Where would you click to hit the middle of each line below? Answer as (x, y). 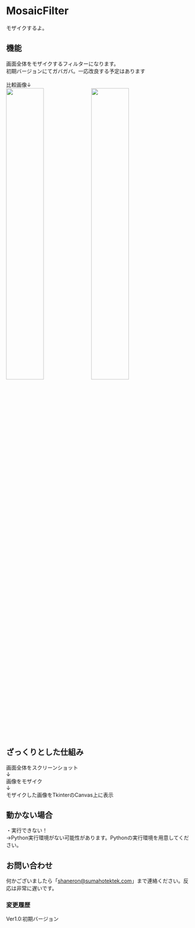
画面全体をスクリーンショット (42, 768)
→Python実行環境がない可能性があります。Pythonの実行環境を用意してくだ (98, 838)
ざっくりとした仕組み (45, 752)
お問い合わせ (29, 865)
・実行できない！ (27, 831)
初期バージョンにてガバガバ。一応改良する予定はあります (76, 71)
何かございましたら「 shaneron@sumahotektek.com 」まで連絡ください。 (95, 881)
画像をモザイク (24, 781)
